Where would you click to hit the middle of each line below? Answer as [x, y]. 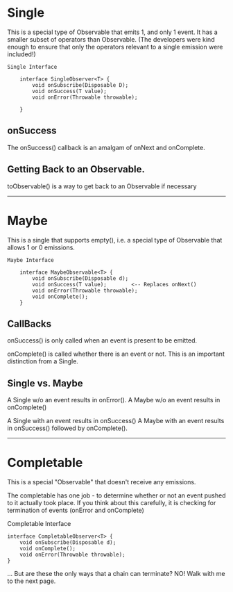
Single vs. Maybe [45, 383]
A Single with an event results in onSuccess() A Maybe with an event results [116, 421]
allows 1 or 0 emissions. [41, 247]
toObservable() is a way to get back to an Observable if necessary [102, 186]
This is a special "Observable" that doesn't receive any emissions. [102, 482]
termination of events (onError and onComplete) [76, 510]
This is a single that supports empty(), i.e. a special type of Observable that [115, 240]
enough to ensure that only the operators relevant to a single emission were [115, 47]
